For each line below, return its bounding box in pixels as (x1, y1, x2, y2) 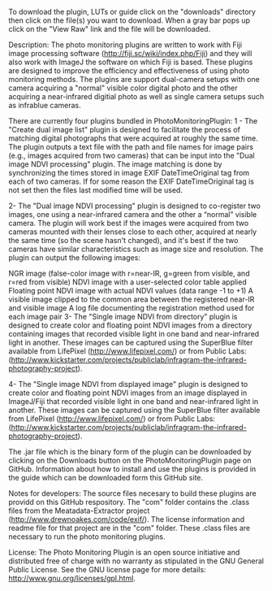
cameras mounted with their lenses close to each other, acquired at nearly (8, 227, 257, 237)
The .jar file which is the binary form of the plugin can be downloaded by (8, 447, 252, 456)
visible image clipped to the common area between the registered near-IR (8, 294, 255, 304)
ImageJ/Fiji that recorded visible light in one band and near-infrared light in (8, 397, 259, 406)
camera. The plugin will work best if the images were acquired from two (8, 219, 249, 228)
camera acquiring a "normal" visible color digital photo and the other (8, 83, 238, 93)
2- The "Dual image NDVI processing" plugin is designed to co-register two (8, 201, 261, 211)
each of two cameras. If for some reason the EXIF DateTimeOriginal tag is (8, 176, 254, 186)
